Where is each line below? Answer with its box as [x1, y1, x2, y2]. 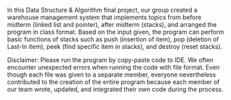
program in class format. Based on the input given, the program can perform [7, 28, 224, 36]
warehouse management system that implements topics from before [7, 13, 202, 21]
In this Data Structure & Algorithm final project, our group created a [7, 6, 198, 14]
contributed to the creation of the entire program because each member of [7, 78, 220, 86]
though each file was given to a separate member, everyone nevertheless [7, 70, 216, 79]
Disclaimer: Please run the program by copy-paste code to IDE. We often [7, 56, 214, 64]
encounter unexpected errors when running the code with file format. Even [7, 63, 220, 71]
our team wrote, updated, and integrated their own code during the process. [7, 86, 224, 93]
